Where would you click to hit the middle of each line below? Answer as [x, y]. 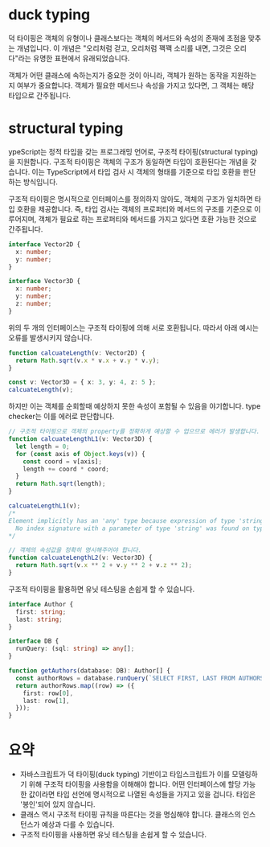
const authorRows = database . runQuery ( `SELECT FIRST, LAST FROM [125, 678]
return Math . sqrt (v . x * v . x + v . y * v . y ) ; [88, 360]
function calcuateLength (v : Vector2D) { [77, 353]
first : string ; [41, 612]
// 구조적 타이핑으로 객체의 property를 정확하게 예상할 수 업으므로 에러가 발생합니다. [134, 432]
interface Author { [41, 604]
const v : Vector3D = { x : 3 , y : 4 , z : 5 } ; [82, 382]
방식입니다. [41, 182]
